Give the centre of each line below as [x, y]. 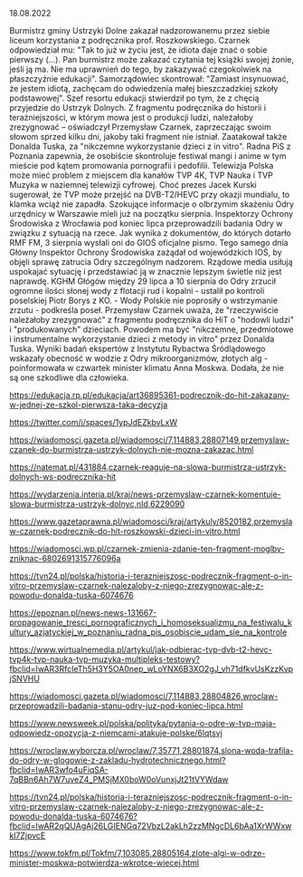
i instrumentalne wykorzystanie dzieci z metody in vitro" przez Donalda [142, 339]
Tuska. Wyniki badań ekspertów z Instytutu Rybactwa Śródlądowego [137, 349]
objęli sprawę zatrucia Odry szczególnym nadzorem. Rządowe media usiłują [151, 262]
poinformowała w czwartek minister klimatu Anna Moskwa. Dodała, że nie [147, 368]
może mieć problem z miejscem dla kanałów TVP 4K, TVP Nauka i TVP [141, 175]
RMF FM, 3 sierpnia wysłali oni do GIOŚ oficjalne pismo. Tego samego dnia [149, 243]
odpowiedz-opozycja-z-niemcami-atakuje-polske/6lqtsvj [116, 733]
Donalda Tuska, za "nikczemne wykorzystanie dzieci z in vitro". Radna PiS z [150, 146]
